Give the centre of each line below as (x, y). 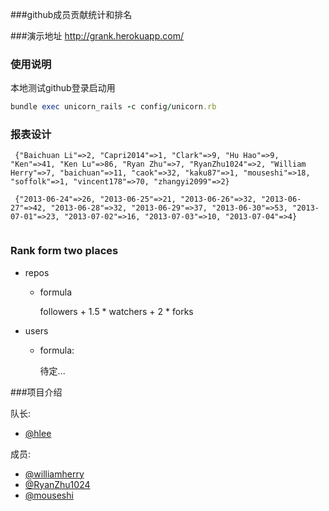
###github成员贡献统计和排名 (71, 14)
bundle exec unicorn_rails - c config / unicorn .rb (113, 107)
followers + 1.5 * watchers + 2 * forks (116, 311)
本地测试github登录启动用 (63, 88)
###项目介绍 (36, 392)
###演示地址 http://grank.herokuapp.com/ (97, 36)
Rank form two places (64, 251)
